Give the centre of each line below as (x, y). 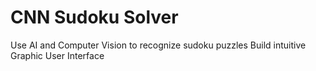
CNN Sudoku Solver (94, 17)
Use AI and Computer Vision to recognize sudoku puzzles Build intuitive (158, 45)
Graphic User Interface (57, 55)
